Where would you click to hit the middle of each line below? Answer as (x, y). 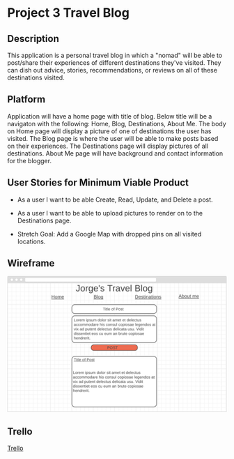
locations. (31, 241)
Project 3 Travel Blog (69, 13)
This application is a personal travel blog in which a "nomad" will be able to (115, 55)
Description (33, 39)
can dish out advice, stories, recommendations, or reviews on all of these (112, 70)
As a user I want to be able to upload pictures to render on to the (110, 213)
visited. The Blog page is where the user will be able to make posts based (113, 138)
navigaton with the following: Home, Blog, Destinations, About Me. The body (117, 123)
